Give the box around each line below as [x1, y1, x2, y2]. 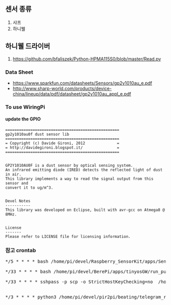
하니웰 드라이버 [5, 42, 50, 51]
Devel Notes [5, 199, 31, 204]
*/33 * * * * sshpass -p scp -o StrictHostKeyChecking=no [5, 279, 153, 285]
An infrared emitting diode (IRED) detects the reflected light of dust [5, 167, 163, 173]
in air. [5, 172, 22, 177]
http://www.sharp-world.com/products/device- [12, 85, 112, 91]
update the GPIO [5, 116, 41, 122]
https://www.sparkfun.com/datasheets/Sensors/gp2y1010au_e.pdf [12, 80, 153, 86]
